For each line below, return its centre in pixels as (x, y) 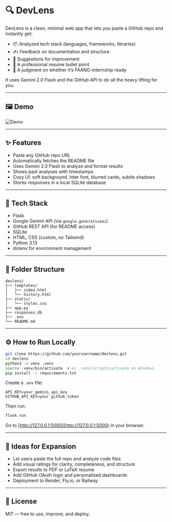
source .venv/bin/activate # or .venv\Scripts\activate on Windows (80, 368)
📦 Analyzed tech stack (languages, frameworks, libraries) (74, 44)
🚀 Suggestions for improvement (46, 59)
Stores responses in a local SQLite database (59, 182)
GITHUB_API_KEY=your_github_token (42, 397)
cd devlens (17, 359)
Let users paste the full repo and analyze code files (67, 459)
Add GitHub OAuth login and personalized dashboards (70, 475)
